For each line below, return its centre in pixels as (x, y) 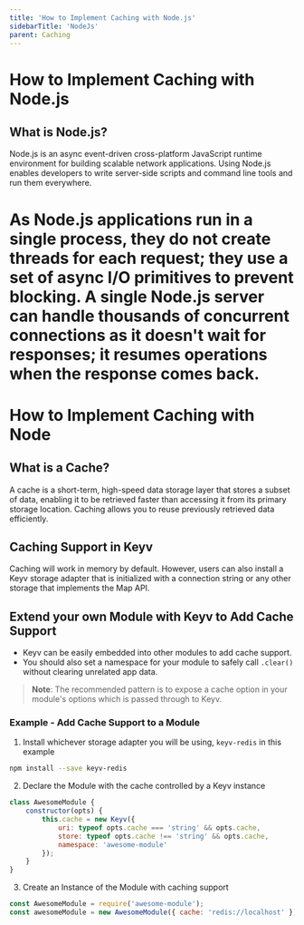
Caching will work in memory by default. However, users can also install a (147, 569)
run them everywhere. (51, 183)
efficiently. (29, 519)
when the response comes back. (134, 374)
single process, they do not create (140, 239)
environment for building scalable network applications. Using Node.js (140, 163)
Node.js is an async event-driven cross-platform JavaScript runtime (136, 154)
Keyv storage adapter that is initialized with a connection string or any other (150, 579)
